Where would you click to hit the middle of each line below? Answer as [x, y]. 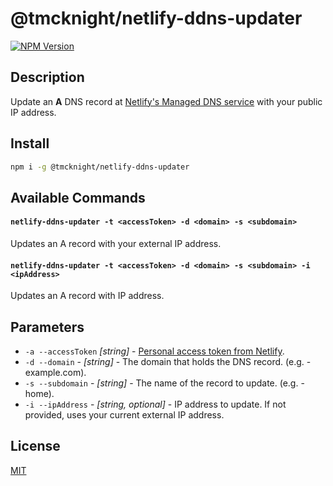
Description [47, 77]
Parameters [47, 327]
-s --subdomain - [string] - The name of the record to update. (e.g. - [164, 383]
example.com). [55, 373]
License [35, 446]
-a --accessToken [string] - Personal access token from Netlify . [154, 351]
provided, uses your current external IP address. [124, 415]
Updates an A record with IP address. [87, 296]
